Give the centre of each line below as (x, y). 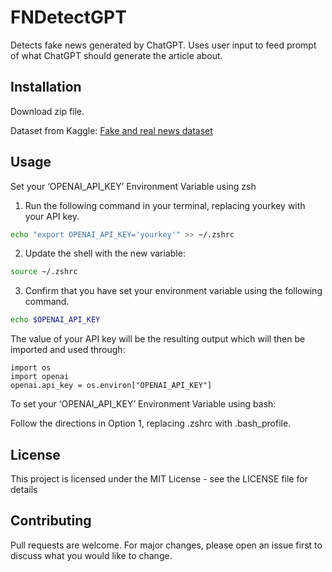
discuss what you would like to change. (91, 555)
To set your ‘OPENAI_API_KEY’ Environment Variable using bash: (143, 404)
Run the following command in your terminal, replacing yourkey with (165, 205)
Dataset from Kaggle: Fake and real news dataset (111, 130)
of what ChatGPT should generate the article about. (116, 55)
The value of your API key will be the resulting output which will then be (158, 339)
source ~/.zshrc (44, 272)
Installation (46, 87)
